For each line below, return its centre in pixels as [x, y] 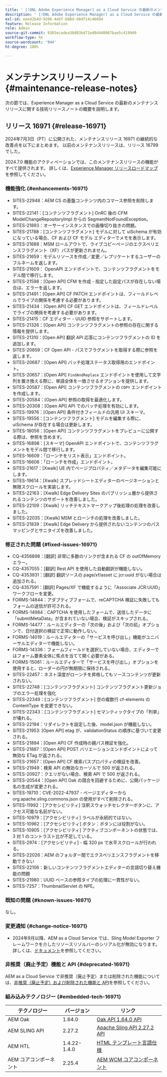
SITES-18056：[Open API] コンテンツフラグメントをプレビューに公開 [83, 431]
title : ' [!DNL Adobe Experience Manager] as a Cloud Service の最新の [80, 10]
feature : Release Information [37, 24]
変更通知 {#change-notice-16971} [46, 926]
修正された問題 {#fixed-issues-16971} [51, 544]
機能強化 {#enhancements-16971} [47, 189]
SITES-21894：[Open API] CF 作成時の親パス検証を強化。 [72, 743]
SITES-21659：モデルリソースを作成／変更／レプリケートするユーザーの [86, 256]
